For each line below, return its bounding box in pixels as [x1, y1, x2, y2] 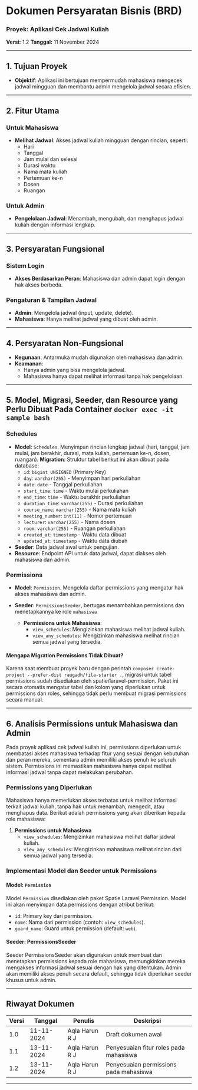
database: [14, 462, 39, 469]
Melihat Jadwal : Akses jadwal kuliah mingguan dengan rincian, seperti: [14, 137, 189, 144]
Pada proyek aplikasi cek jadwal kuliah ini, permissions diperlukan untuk [6, 744, 181, 751]
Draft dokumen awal [105, 1030, 162, 1038]
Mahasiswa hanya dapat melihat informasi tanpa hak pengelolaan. [23, 373, 184, 380]
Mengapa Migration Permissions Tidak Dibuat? [6, 651, 124, 658]
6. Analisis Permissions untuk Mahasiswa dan [6, 719, 179, 729]
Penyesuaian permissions [105, 1060, 177, 1068]
